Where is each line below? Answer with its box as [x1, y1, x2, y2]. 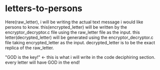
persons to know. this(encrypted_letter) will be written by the [5, 24, 127, 30]
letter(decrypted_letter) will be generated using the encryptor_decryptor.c [5, 35, 154, 40]
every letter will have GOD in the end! [5, 59, 80, 65]
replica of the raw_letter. [5, 45, 54, 51]
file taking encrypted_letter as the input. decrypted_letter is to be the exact [5, 39, 155, 45]
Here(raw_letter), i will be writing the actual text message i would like [5, 19, 143, 25]
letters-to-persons [5, 3, 83, 14]
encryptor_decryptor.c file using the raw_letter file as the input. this [5, 29, 140, 35]
